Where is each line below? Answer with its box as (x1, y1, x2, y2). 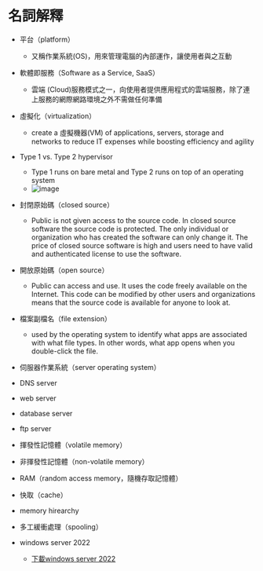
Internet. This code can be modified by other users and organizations (31, 289, 256, 298)
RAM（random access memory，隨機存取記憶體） (19, 473, 183, 483)
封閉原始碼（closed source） (19, 199, 114, 209)
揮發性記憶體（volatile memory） (19, 440, 127, 449)
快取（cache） (19, 490, 68, 500)
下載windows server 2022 (31, 554, 116, 563)
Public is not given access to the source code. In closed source (31, 215, 236, 225)
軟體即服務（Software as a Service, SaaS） (19, 68, 159, 77)
